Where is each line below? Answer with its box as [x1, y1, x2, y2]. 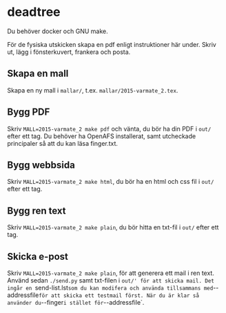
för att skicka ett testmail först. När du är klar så [39, 292, 200, 299]
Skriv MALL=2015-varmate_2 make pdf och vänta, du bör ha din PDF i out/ [7, 124, 212, 133]
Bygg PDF [7, 106, 50, 118]
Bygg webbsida [7, 159, 76, 171]
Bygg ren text [7, 205, 67, 216]
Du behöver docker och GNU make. [7, 27, 108, 35]
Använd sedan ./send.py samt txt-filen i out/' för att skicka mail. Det [7, 276, 215, 284]
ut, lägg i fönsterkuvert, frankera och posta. [7, 48, 131, 56]
